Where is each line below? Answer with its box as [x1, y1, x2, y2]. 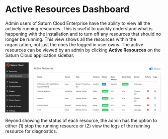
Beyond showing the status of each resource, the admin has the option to [5, 117, 157, 123]
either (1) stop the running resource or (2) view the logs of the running [5, 122, 150, 129]
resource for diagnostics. [5, 128, 57, 134]
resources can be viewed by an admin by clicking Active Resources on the [5, 47, 161, 53]
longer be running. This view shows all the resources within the [5, 36, 136, 42]
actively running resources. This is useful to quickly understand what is [5, 25, 153, 31]
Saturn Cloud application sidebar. [5, 52, 74, 58]
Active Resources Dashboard [5, 4, 130, 15]
